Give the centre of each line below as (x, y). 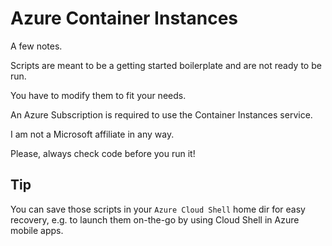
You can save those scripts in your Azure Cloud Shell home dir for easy (158, 209)
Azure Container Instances (124, 18)
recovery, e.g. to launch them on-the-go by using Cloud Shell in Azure (155, 219)
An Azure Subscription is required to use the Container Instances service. (161, 114)
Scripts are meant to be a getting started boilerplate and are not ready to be (166, 65)
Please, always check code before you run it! (103, 153)
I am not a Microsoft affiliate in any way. (92, 134)
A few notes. (36, 46)
